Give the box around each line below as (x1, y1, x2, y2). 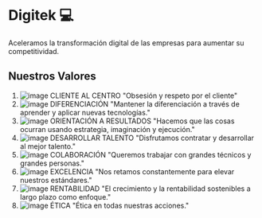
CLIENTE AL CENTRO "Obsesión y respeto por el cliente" (50, 91, 238, 100)
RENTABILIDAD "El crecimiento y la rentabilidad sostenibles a (50, 184, 251, 193)
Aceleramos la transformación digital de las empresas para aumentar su (8, 37, 244, 48)
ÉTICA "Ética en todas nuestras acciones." (50, 200, 190, 210)
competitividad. (8, 46, 60, 56)
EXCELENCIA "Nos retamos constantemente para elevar (50, 166, 235, 176)
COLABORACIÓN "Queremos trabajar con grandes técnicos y (50, 150, 252, 159)
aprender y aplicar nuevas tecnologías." (19, 107, 151, 117)
